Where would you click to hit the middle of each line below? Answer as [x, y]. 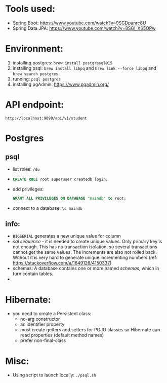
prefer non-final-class [43, 340]
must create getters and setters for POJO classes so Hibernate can [90, 330]
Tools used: [30, 9]
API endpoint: [35, 105]
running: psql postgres [37, 79]
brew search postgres [35, 74]
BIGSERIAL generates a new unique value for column [67, 236]
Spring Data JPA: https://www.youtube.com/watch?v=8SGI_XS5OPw [84, 28]
